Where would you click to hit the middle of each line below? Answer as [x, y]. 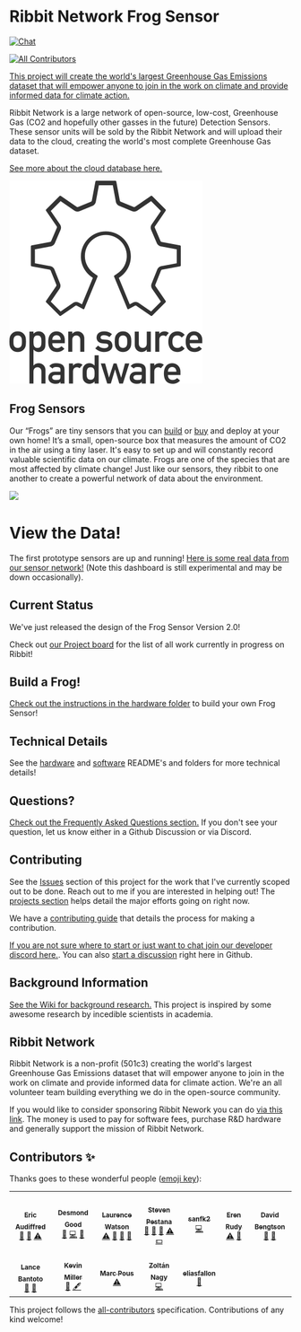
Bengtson [270, 1227]
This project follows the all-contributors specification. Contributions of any [147, 1310]
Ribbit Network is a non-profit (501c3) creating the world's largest [131, 1064]
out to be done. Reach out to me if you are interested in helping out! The [142, 891]
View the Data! [65, 533]
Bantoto [30, 1279]
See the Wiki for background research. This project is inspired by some [140, 1004]
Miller [73, 1277]
